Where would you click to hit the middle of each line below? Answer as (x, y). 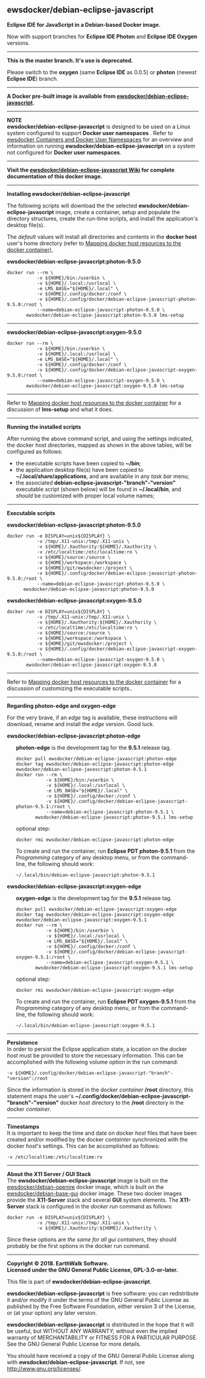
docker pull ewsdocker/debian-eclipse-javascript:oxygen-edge (96, 909)
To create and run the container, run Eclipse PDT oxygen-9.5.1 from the (106, 1001)
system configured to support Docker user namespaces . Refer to (90, 133)
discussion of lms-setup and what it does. (60, 409)
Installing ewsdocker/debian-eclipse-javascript (68, 193)
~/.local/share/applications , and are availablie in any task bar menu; (102, 476)
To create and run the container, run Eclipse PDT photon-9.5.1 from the (105, 851)
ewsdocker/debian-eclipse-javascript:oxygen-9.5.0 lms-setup (105, 386)
